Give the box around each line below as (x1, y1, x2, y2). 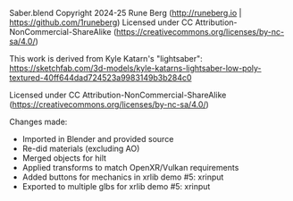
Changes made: (9, 116, 68, 127)
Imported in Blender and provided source (21, 134, 174, 144)
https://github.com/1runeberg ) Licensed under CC (9, 17, 194, 28)
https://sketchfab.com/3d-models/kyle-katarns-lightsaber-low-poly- (9, 63, 262, 73)
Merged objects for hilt (21, 153, 107, 163)
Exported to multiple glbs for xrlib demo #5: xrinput (21, 181, 211, 191)
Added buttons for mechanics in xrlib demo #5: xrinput (21, 172, 224, 182)
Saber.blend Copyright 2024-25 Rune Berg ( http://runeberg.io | (9, 8, 242, 18)
